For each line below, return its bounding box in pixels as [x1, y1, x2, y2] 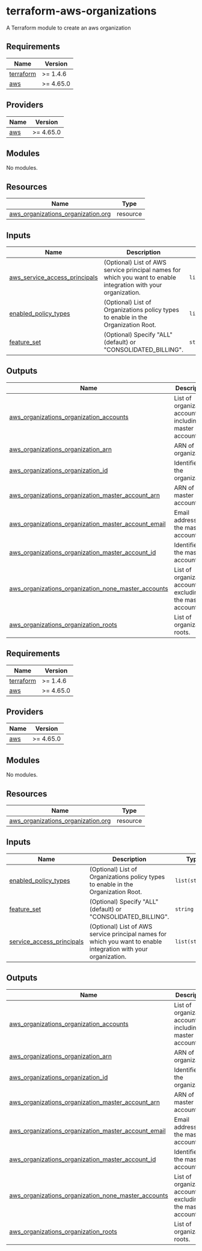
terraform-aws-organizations [6, 4, 157, 18]
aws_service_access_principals [9, 273, 98, 281]
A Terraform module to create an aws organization [6, 24, 131, 31]
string [175, 905, 194, 913]
